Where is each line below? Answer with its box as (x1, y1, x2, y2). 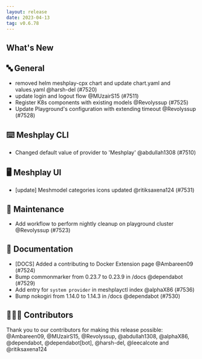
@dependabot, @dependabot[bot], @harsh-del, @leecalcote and (6, 339, 169, 346)
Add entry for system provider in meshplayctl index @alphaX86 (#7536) (15, 286, 195, 293)
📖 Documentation (6, 244, 74, 255)
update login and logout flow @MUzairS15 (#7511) (15, 92, 139, 99)
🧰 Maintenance (6, 204, 65, 214)
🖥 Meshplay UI (6, 167, 62, 178)
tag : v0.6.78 (6, 20, 39, 26)
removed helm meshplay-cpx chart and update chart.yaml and (15, 79, 171, 87)
